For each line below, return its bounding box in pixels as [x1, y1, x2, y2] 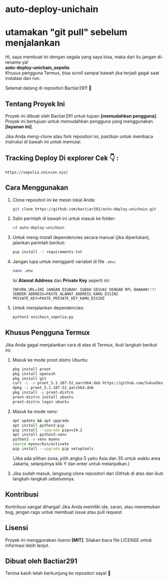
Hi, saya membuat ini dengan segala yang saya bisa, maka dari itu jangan [5, 54, 156, 60]
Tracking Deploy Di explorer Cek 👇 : [5, 154, 119, 162]
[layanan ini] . [5, 123, 34, 129]
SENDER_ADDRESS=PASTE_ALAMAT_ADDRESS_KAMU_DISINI [12, 292, 119, 297]
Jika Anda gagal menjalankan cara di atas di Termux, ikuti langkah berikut [5, 342, 157, 348]
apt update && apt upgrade [12, 418, 69, 423]
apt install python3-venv [12, 432, 67, 437]
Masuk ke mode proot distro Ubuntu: [12, 357, 89, 363]
